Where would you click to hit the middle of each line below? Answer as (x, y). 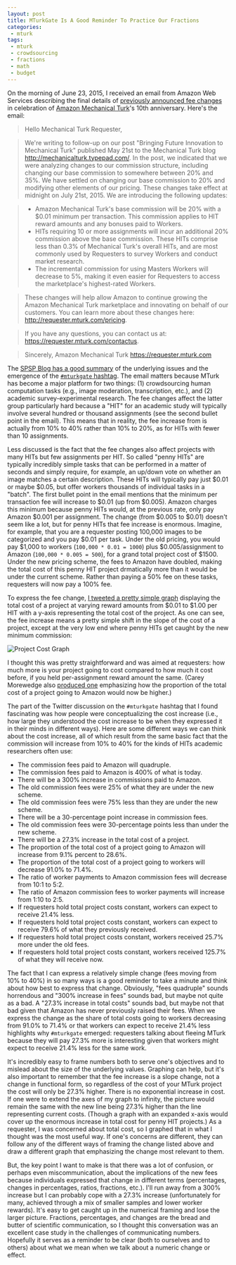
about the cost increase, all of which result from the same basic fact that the (118, 736)
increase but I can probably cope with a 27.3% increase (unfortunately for (114, 1195)
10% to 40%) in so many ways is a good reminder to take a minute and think (117, 980)
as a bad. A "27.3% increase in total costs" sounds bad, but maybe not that (116, 1003)
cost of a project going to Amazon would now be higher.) (90, 692)
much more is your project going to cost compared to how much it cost (110, 669)
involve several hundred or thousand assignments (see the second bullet (112, 413)
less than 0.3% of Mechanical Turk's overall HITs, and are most (126, 246)
